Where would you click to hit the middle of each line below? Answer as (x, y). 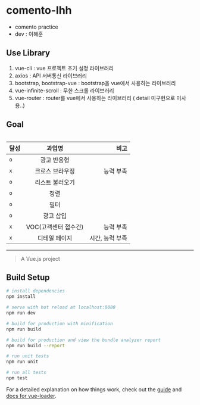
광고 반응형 (55, 160)
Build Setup (28, 277)
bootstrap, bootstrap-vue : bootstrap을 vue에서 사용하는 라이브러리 (95, 83)
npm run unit (22, 362)
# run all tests (26, 373)
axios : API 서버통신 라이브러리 (51, 76)
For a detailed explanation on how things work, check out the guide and (94, 389)
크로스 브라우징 (55, 171)
